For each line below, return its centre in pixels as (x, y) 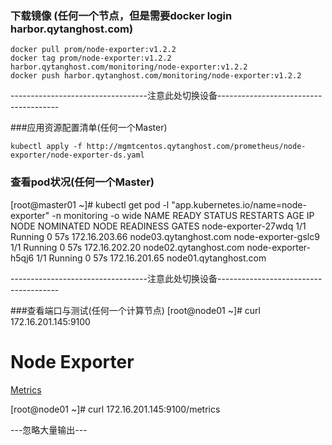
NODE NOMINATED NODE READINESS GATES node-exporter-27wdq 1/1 (158, 226)
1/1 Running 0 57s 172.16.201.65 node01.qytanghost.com (151, 258)
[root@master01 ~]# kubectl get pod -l (90, 204)
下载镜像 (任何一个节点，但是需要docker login (121, 15)
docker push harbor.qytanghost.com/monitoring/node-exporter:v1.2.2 (156, 76)
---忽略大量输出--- (49, 429)
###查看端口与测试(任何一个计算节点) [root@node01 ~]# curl (135, 310)
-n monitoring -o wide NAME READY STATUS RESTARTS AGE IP (183, 215)
